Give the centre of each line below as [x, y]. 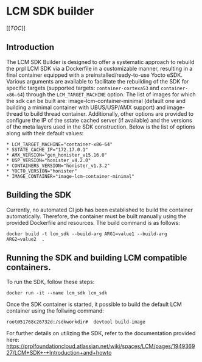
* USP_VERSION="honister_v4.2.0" [49, 160]
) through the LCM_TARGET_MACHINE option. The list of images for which [109, 94]
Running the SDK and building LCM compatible [97, 257]
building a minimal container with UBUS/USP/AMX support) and [86, 107]
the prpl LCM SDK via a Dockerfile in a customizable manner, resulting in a [99, 68]
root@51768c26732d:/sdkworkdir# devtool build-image [76, 322]
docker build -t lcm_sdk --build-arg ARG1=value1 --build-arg [87, 234]
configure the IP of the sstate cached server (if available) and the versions [99, 120]
